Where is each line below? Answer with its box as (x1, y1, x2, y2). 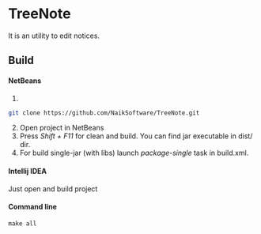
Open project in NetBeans (19, 123, 104, 133)
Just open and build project (8, 183, 98, 194)
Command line (8, 202, 58, 212)
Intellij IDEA (8, 167, 47, 175)
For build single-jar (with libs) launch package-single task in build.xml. (19, 148, 249, 158)
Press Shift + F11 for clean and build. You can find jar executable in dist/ (19, 131, 253, 141)
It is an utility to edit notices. (8, 31, 100, 40)
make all (8, 219, 37, 228)
